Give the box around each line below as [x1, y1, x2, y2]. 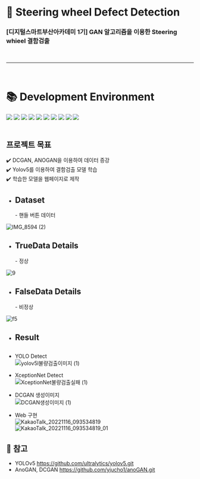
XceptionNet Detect [14, 371, 64, 379]
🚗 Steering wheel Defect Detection [6, 5, 180, 19]
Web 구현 [14, 412, 37, 419]
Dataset [14, 195, 45, 205]
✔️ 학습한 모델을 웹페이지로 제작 [6, 176, 80, 183]
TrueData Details [14, 241, 79, 251]
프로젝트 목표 [6, 140, 52, 150]
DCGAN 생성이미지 [14, 391, 60, 399]
